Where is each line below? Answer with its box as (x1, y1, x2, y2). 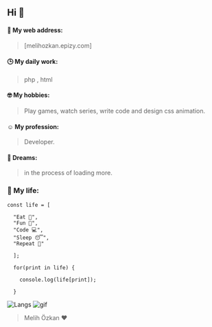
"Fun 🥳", (13, 219, 38, 227)
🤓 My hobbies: (7, 91, 50, 100)
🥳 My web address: (7, 25, 63, 34)
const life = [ (7, 201, 51, 208)
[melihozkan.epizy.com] (23, 41, 93, 49)
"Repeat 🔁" (13, 240, 45, 247)
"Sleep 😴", (13, 234, 49, 241)
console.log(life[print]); (19, 276, 97, 283)
